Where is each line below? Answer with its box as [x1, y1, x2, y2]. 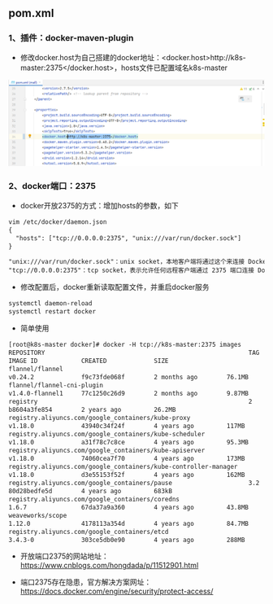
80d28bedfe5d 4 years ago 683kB [8, 488, 173, 496]
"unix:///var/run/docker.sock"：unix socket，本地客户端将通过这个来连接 [8, 257, 245, 265]
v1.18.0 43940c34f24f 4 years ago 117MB [8, 422, 245, 431]
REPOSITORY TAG [8, 349, 260, 357]
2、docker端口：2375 [8, 181, 96, 192]
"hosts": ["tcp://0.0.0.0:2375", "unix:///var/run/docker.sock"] [15, 234, 242, 243]
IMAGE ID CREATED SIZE [8, 357, 169, 365]
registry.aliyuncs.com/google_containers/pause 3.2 [8, 479, 260, 488]
